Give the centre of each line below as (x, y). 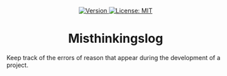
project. (18, 65)
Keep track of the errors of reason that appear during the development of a (113, 57)
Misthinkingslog (116, 39)
